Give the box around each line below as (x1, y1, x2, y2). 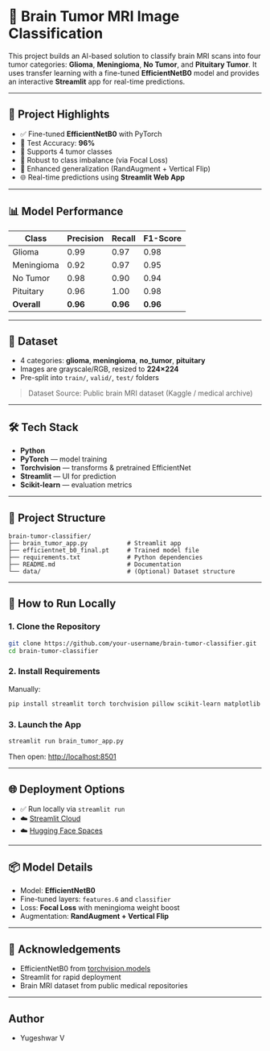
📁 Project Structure (8, 511, 106, 524)
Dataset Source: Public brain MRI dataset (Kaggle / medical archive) (27, 388, 253, 398)
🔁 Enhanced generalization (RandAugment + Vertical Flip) (19, 163, 211, 173)
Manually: (8, 684, 41, 693)
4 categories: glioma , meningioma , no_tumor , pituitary (19, 356, 206, 366)
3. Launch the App (8, 718, 82, 730)
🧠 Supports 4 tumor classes (19, 147, 112, 156)
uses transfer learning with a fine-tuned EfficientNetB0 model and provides (8, 68, 260, 77)
